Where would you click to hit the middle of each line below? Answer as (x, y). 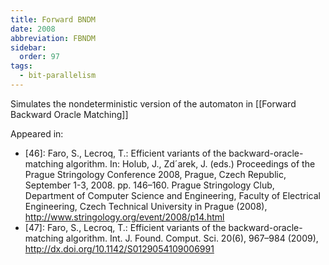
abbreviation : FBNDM (53, 38)
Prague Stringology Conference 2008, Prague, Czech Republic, (155, 174)
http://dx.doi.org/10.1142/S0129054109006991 (119, 248)
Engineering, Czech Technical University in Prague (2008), (146, 206)
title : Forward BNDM (53, 19)
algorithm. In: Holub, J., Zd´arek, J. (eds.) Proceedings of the (190, 163)
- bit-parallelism (58, 76)
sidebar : (28, 47)
